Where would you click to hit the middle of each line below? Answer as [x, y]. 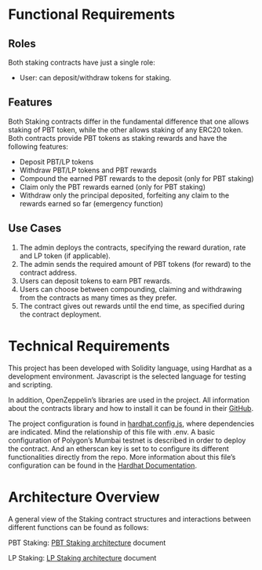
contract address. [48, 272]
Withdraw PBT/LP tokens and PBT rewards [88, 170]
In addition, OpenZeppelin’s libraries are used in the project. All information [129, 400]
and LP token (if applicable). [65, 255]
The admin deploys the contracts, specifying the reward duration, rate [133, 247]
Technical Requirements [89, 346]
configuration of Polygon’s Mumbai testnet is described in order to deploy [127, 440]
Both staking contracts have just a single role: [82, 62]
